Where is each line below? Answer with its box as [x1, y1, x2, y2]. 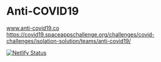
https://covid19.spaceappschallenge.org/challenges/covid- [6, 30, 155, 38]
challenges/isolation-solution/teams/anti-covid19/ [6, 37, 131, 44]
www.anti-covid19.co [6, 24, 60, 32]
